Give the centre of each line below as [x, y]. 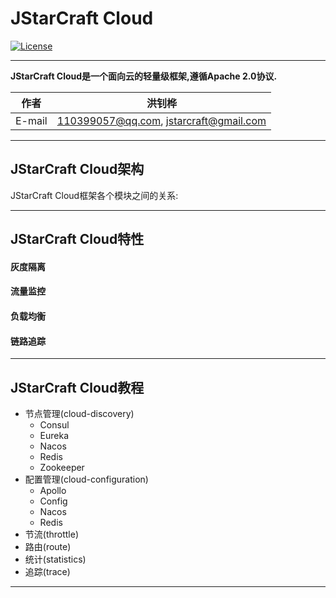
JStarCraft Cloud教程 [77, 387]
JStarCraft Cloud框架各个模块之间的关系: [94, 195]
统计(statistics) [55, 559]
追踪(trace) [47, 571]
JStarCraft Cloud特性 [77, 239]
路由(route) [48, 546]
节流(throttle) [52, 534]
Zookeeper [62, 467]
